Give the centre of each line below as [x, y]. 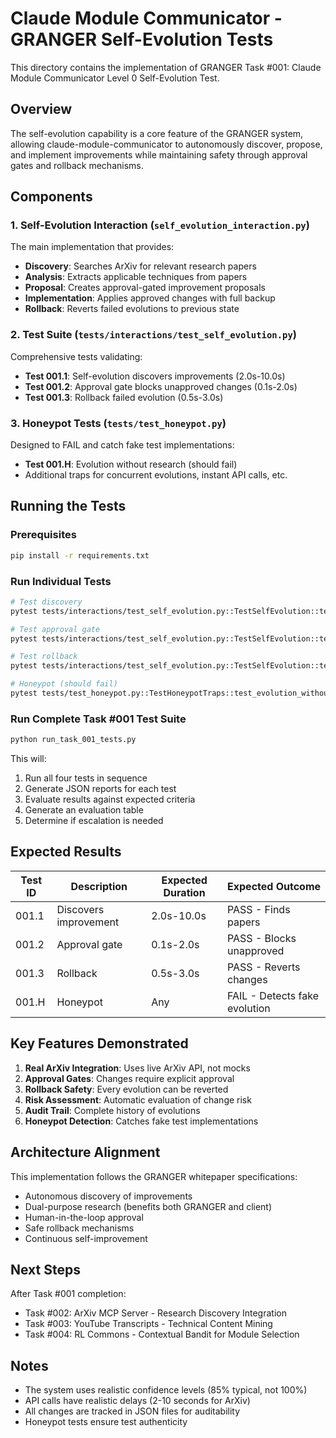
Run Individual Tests [61, 581]
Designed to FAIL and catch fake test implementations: [122, 445]
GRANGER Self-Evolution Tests [142, 39]
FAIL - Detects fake [273, 995]
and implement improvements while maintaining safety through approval [159, 154]
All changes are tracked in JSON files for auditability [132, 1411]
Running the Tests [68, 506]
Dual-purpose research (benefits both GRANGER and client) [148, 1206]
